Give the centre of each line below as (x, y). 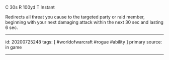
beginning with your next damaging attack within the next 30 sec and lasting (84, 22)
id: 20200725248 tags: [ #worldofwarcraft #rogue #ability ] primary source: (84, 42)
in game (14, 47)
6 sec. (12, 27)
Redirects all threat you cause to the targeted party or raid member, (75, 17)
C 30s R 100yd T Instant (30, 7)
